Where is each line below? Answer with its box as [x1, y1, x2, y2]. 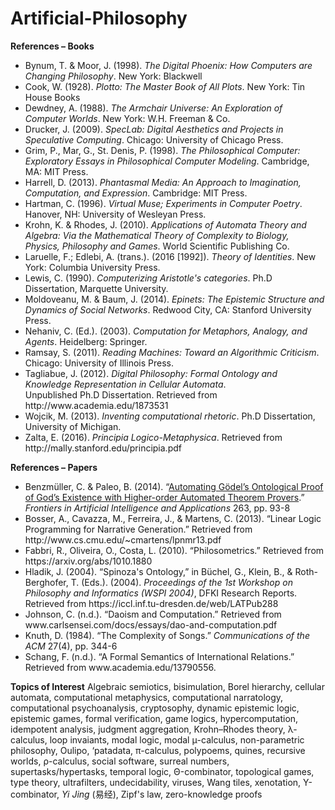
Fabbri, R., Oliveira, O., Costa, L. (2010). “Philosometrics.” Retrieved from [24, 544, 325, 556]
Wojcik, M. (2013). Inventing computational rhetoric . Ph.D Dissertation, [24, 410, 316, 422]
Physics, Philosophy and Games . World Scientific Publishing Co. [24, 240, 290, 252]
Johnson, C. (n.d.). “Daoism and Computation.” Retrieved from [24, 608, 282, 620]
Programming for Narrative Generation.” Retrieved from [24, 523, 253, 535]
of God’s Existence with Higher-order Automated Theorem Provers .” [24, 491, 305, 503]
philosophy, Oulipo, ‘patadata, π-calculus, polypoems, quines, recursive [10, 744, 306, 756]
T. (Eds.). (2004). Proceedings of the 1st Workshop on [70, 576, 293, 588]
